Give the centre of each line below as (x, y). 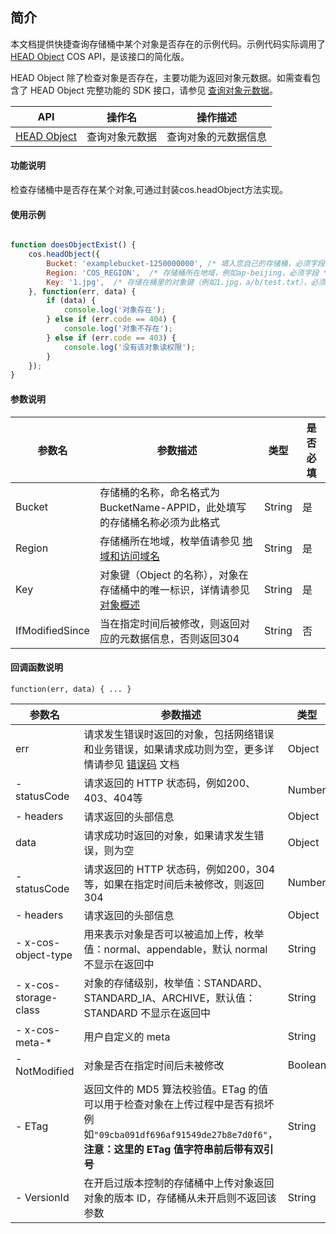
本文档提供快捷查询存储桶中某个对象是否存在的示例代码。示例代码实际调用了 (168, 44)
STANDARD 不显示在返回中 (147, 1013)
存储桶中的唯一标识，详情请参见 (174, 590)
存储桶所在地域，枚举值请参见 (169, 541)
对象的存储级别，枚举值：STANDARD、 (175, 983)
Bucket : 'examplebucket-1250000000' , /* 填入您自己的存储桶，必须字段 (186, 263)
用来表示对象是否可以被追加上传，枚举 (174, 934)
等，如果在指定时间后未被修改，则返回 (174, 884)
